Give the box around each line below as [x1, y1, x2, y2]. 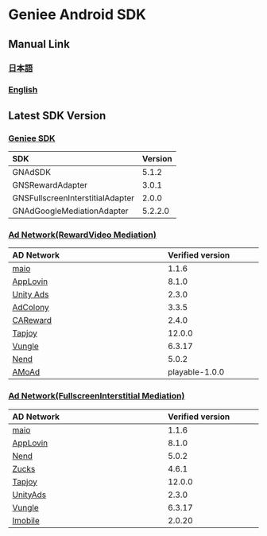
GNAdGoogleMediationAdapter [12, 205, 129, 216]
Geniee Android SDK [8, 6, 147, 24]
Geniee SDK [8, 133, 56, 144]
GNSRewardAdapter [12, 180, 88, 191]
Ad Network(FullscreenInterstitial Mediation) [8, 390, 185, 402]
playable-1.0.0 [168, 367, 225, 378]
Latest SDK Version [8, 109, 106, 122]
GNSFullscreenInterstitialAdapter [12, 192, 135, 204]
